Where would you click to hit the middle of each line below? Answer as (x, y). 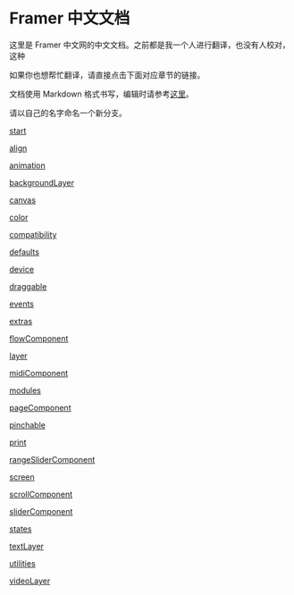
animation (28, 165)
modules (25, 390)
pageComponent (40, 407)
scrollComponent (41, 494)
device (21, 269)
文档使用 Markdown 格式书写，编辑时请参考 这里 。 (101, 94)
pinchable (28, 424)
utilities (22, 563)
